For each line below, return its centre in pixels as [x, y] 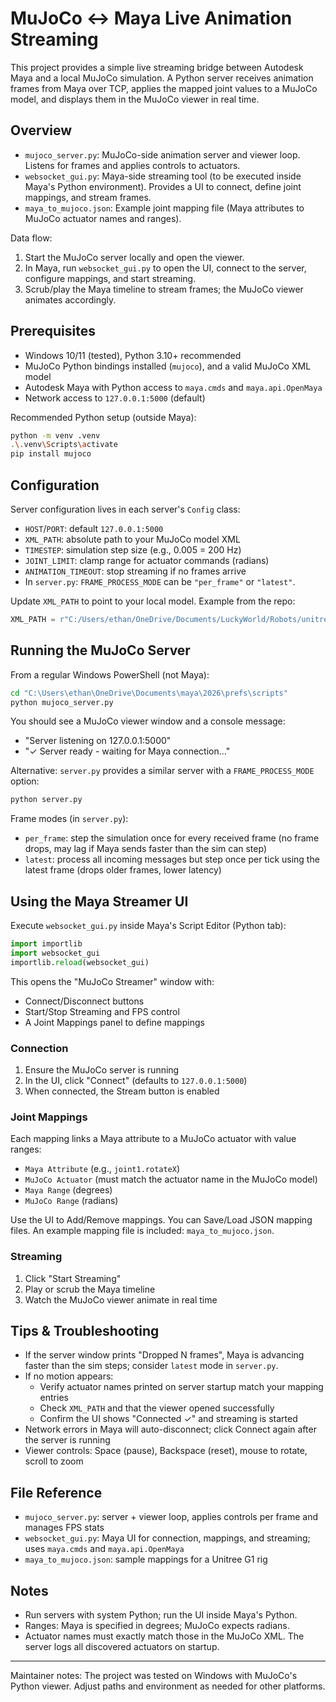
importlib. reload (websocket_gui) [80, 962]
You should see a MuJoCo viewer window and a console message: [148, 721]
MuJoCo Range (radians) [71, 1201]
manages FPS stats [64, 1528]
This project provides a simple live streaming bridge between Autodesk [157, 67]
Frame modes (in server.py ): [69, 819]
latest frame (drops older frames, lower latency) [123, 870]
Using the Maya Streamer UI [99, 901]
